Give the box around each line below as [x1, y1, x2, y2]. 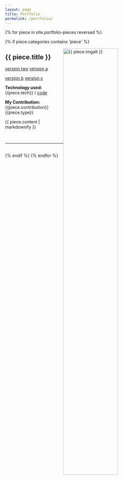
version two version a [5, 66, 48, 72]
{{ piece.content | [5, 119, 40, 125]
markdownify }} [5, 124, 36, 130]
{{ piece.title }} [5, 53, 51, 61]
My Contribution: [5, 99, 40, 105]
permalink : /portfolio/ [5, 16, 53, 21]
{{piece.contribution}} [5, 104, 49, 110]
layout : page [5, 7, 31, 12]
